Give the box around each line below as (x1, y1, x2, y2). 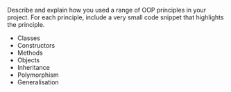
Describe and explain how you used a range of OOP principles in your (7, 6, 207, 14)
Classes (17, 34, 40, 42)
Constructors (17, 42, 55, 49)
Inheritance (17, 64, 51, 71)
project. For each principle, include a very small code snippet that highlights (7, 13, 224, 21)
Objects (17, 56, 40, 64)
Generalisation (17, 78, 59, 86)
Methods (17, 48, 43, 57)
